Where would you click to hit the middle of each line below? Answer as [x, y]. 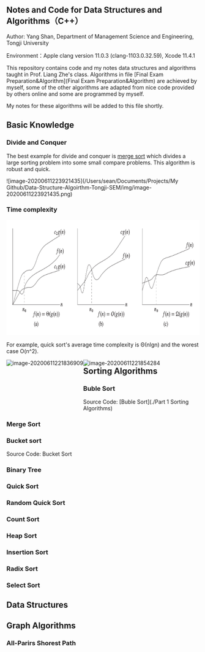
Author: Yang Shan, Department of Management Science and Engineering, [100, 36]
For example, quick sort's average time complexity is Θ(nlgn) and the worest [102, 344]
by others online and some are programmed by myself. [76, 94]
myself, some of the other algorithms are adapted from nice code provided [100, 87]
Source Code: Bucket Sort [39, 454]
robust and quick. [28, 169]
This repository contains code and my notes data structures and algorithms [101, 67]
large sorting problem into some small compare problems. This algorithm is [101, 163]
